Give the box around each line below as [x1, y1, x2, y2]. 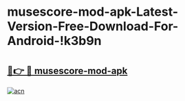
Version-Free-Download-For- [7, 18, 179, 34]
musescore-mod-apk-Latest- [7, 4, 179, 20]
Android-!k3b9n [7, 33, 102, 48]
